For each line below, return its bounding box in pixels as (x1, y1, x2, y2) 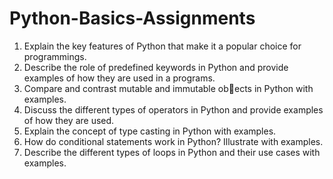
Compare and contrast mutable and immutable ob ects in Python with (23, 82, 314, 94)
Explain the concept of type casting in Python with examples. (23, 125, 277, 137)
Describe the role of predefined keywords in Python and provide (23, 61, 289, 73)
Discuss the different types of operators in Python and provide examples (23, 103, 324, 116)
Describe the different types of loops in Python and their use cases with (23, 146, 321, 158)
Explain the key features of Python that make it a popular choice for (23, 40, 302, 52)
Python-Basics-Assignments (9, 7, 256, 30)
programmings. (23, 50, 87, 62)
